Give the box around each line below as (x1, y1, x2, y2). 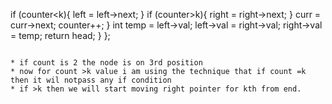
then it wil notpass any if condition (10, 75, 172, 85)
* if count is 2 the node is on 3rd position (10, 58, 203, 68)
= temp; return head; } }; (10, 30, 111, 41)
